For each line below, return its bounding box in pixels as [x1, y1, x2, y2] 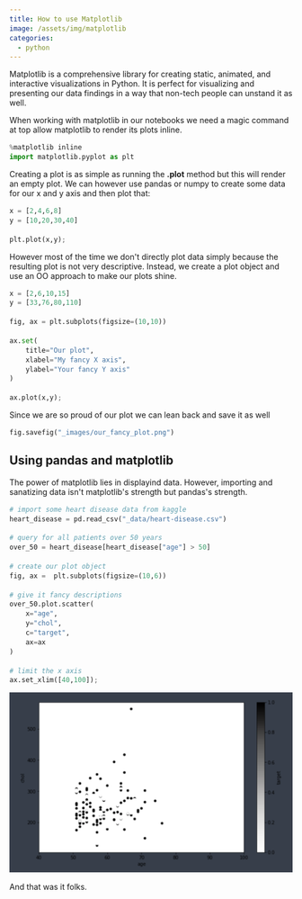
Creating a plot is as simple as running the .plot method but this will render [9, 169, 286, 179]
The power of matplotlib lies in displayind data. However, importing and [9, 477, 273, 488]
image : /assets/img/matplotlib [9, 23, 127, 33]
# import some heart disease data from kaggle [9, 505, 187, 514]
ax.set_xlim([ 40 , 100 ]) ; [9, 676, 99, 685]
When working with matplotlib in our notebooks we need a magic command [9, 115, 289, 126]
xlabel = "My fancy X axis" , [25, 355, 127, 364]
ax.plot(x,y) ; [9, 393, 63, 402]
